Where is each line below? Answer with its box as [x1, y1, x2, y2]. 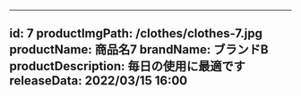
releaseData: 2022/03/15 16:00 [9, 73, 188, 89]
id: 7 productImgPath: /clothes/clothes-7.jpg [9, 26, 262, 41]
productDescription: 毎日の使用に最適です [9, 59, 246, 74]
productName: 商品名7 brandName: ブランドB [9, 42, 269, 58]
